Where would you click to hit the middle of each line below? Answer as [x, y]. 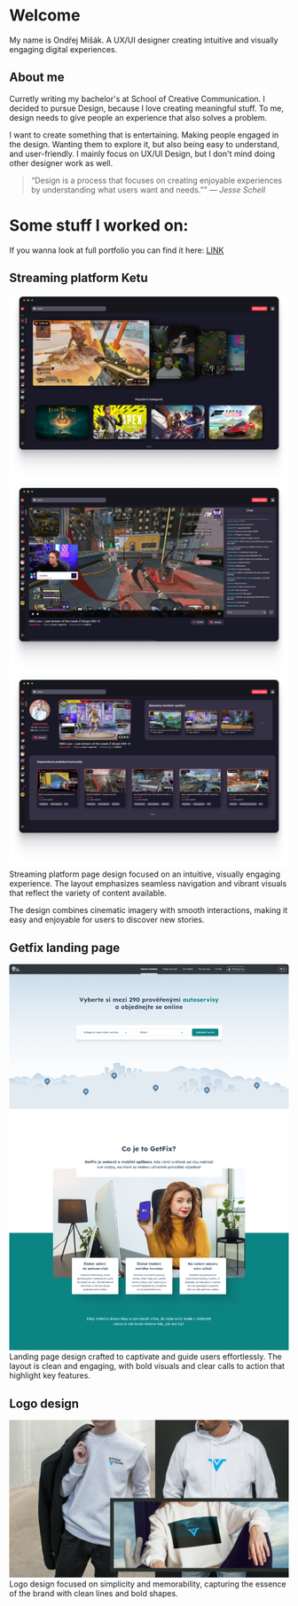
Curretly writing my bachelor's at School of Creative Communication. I [137, 98]
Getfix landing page [65, 947]
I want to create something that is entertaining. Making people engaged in [144, 135]
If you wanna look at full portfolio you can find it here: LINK [117, 250]
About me [37, 78]
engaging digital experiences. [63, 49]
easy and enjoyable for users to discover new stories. [107, 920]
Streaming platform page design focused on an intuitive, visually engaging [145, 874]
